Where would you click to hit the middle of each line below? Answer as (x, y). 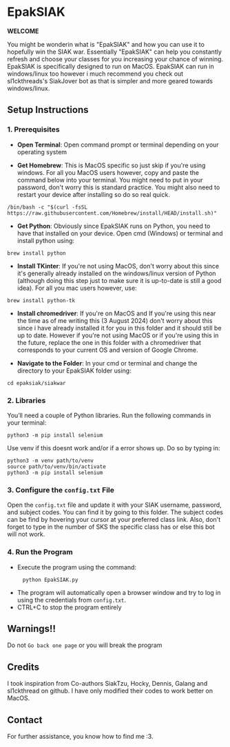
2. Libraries (27, 400)
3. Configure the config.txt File (61, 490)
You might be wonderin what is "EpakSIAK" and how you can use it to (106, 44)
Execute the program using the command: (76, 567)
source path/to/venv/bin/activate (57, 466)
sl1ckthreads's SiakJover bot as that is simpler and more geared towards (110, 81)
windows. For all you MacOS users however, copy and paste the (108, 172)
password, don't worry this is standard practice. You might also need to (118, 187)
